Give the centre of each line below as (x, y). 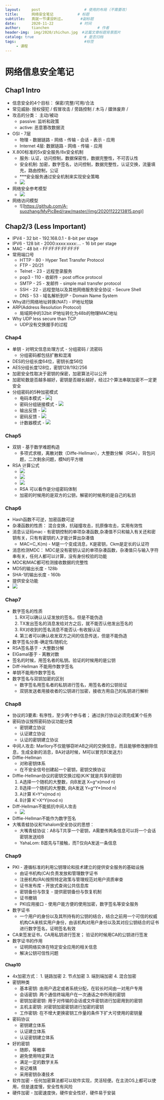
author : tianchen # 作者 (57, 28)
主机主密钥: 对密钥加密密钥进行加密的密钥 (62, 1007)
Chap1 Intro (23, 91)
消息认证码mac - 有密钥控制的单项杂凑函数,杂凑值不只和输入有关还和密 (84, 532)
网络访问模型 (25, 200)
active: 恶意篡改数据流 (42, 127)
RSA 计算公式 (26, 466)
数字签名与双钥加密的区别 (38, 679)
